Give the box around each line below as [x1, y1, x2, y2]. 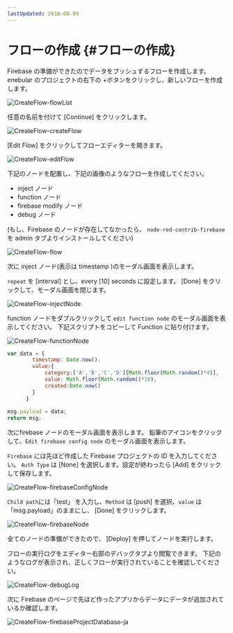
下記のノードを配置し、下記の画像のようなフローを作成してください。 [7, 169, 209, 178]
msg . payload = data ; [7, 409, 67, 415]
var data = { [7, 350, 45, 357]
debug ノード [17, 210, 56, 218]
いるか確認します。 [7, 604, 62, 612]
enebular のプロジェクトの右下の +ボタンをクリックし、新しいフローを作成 [7, 75, 223, 84]
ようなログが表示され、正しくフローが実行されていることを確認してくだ [7, 558, 214, 567]
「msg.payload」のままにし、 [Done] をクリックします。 [7, 506, 170, 514]
